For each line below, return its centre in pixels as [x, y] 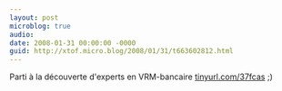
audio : [22, 34]
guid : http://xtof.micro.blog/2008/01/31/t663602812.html [121, 51]
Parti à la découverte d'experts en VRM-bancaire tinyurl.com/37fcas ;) [141, 77]
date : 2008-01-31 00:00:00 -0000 [73, 43]
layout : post [34, 18]
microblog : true [40, 26]
